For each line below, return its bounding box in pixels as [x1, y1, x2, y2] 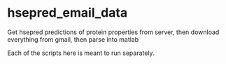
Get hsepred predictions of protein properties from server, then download [7, 28, 220, 36]
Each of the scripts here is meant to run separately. [7, 49, 155, 57]
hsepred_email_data [7, 5, 128, 21]
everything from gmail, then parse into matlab [7, 35, 139, 43]
